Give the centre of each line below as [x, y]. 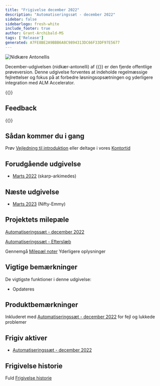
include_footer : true [28, 29]
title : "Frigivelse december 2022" [42, 10]
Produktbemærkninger [42, 305]
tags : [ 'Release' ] [24, 38]
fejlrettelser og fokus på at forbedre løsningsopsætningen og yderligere [79, 77]
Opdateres [23, 289]
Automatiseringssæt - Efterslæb [38, 241]
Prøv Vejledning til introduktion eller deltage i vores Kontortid [68, 148]
